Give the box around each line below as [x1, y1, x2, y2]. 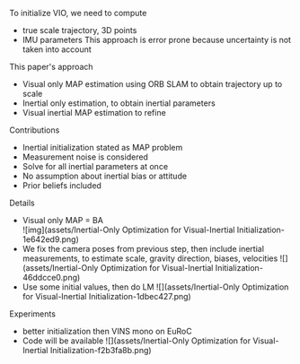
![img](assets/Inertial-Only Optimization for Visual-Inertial [22, 224, 235, 235]
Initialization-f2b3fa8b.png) [49, 345, 152, 355]
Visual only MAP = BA [22, 215, 103, 225]
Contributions [9, 125, 60, 135]
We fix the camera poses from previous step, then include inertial [22, 244, 265, 254]
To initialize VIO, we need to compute [9, 8, 147, 18]
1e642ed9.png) [22, 234, 79, 245]
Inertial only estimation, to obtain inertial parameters [22, 98, 216, 108]
